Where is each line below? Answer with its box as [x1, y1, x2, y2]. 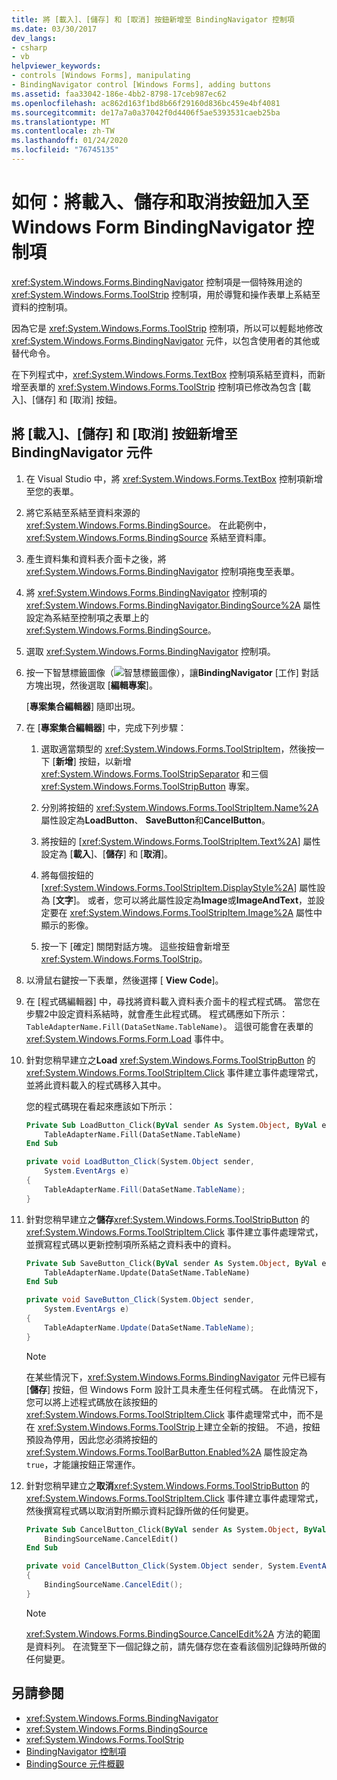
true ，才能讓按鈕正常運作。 [25, 1458, 141, 1470]
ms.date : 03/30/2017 [11, 24, 98, 34]
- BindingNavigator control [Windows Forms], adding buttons [11, 80, 272, 90]
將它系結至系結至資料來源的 [25, 506, 141, 518]
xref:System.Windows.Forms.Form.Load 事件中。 [25, 1032, 230, 1045]
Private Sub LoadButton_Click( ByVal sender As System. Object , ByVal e [25, 1120, 327, 1130]
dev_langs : [11, 33, 57, 43]
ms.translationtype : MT [11, 117, 111, 127]
